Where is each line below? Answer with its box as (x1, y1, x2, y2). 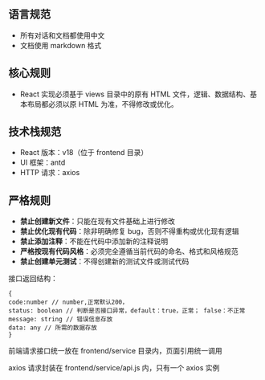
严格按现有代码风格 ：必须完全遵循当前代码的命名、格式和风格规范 (19, 247, 238, 256)
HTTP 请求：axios (19, 168, 80, 178)
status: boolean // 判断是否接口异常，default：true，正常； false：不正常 (8, 307, 246, 315)
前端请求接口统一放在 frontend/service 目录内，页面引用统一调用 (8, 346, 222, 356)
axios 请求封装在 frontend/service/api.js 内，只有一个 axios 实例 (8, 363, 220, 373)
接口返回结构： (8, 274, 58, 284)
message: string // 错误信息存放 (8, 316, 113, 324)
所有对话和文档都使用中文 (19, 31, 105, 40)
